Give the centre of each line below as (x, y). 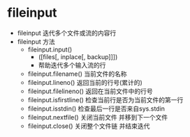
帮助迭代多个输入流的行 (72, 65)
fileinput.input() (50, 49)
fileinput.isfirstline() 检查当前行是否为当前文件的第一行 (105, 99)
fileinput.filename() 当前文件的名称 (77, 74)
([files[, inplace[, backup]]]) (78, 56)
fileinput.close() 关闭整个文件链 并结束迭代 (89, 126)
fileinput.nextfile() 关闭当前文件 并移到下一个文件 (98, 117)
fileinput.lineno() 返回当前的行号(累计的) (85, 82)
